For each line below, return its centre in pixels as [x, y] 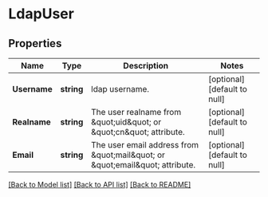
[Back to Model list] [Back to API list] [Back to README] [100, 185]
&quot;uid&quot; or [126, 122]
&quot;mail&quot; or [128, 155]
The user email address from [145, 145]
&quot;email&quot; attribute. [144, 165]
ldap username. [120, 89]
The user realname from [136, 112]
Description [146, 66]
